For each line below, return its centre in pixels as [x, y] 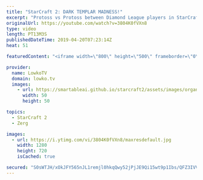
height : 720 [32, 151]
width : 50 [34, 95]
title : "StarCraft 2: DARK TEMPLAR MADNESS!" [64, 12]
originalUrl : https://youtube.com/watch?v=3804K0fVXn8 [77, 23]
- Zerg [20, 123]
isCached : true [36, 157]
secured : [17, 167]
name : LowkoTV [29, 73]
